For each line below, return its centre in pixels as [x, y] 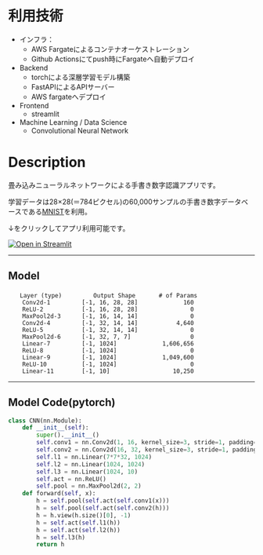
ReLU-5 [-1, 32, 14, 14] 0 [108, 330]
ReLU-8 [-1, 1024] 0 [108, 350]
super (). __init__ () [68, 435]
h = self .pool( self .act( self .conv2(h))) [103, 508]
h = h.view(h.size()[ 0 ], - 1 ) [84, 515]
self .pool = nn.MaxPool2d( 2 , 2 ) [89, 486]
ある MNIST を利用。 [60, 211]
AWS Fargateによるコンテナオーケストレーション [110, 49]
